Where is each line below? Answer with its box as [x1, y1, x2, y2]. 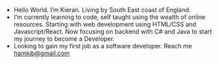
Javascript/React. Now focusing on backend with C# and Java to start [13, 27, 212, 35]
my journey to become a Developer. [13, 35, 115, 43]
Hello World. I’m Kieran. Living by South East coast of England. [13, 6, 191, 14]
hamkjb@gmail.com [13, 49, 70, 57]
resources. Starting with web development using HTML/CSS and [13, 20, 197, 28]
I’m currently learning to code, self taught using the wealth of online [13, 13, 206, 21]
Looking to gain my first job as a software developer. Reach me [13, 42, 192, 50]
